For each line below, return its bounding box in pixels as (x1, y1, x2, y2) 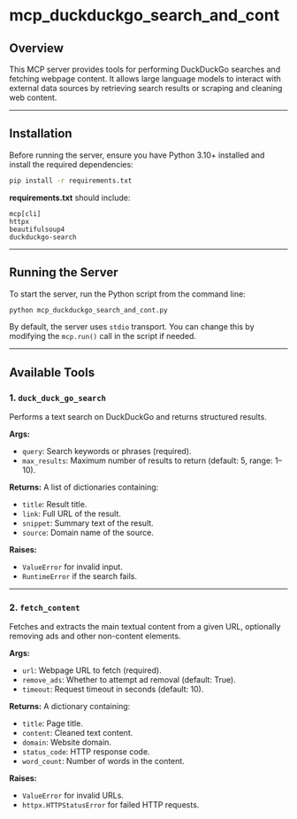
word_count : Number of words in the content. (21, 756, 186, 767)
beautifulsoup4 (9, 225, 65, 234)
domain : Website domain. (21, 737, 112, 748)
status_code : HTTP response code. (21, 746, 150, 757)
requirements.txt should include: (9, 192, 131, 203)
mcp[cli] (9, 209, 42, 218)
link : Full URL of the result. (21, 508, 122, 519)
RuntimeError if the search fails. (21, 571, 137, 582)
